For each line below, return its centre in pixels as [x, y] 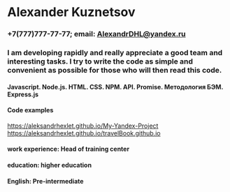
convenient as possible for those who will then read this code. [115, 71]
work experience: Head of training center [69, 149]
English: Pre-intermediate [45, 181]
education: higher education [50, 165]
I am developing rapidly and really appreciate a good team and [115, 53]
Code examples [30, 110]
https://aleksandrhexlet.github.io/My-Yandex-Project [83, 126]
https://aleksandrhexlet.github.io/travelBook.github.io [84, 133]
